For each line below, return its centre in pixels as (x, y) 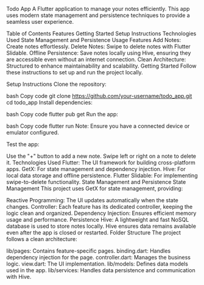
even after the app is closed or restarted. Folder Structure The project (94, 233)
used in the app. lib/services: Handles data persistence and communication (101, 270)
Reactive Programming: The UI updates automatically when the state (92, 200)
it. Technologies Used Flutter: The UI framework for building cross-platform (101, 163)
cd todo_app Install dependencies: (50, 102)
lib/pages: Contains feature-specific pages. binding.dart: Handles (89, 251)
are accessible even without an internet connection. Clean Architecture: (96, 59)
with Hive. (19, 277)
